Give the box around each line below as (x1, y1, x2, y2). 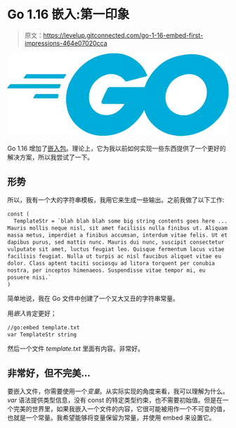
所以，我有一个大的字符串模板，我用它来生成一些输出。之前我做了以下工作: (7, 196, 225, 204)
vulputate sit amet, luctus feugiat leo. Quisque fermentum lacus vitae (7, 246, 225, 253)
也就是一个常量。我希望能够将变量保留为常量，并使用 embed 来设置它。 (7, 413, 216, 422)
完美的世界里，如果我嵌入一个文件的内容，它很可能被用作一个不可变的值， (13, 405, 229, 413)
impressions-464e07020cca (24, 39, 107, 47)
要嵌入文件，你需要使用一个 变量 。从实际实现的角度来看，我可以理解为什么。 (7, 387, 229, 396)
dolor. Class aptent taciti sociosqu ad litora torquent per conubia (7, 260, 216, 267)
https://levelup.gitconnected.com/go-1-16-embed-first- (43, 31, 204, 39)
